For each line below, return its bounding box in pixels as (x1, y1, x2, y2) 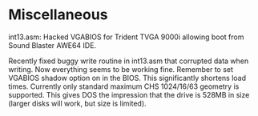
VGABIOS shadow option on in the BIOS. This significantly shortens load (8, 73, 247, 82)
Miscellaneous (8, 6, 108, 24)
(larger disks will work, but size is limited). (8, 98, 147, 108)
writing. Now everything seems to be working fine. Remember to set (8, 64, 234, 74)
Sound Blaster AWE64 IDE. (8, 40, 97, 50)
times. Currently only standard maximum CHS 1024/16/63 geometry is (8, 82, 240, 91)
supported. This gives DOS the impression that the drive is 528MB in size (8, 90, 250, 99)
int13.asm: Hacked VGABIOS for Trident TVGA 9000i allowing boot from (8, 32, 244, 42)
